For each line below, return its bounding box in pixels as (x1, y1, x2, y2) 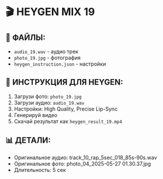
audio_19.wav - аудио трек (13, 48, 79, 55)
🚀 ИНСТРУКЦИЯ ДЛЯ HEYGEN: (5, 77, 123, 87)
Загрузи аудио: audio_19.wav (13, 99, 85, 106)
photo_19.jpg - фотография (13, 54, 81, 61)
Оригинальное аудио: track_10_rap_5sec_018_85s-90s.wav (13, 154, 157, 161)
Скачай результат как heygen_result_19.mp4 (13, 118, 122, 125)
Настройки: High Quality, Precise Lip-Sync (13, 105, 118, 112)
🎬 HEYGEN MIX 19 (5, 5, 95, 19)
